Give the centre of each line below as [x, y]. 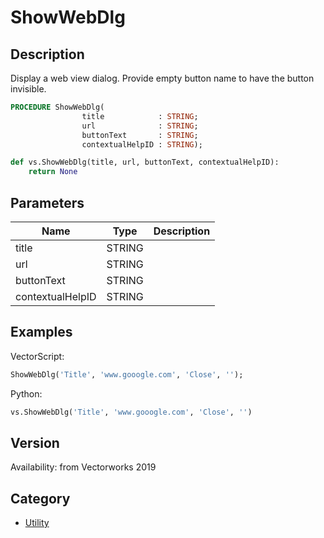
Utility [37, 523]
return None [53, 172]
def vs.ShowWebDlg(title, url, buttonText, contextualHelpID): [145, 162]
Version [35, 442]
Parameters [47, 202]
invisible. [28, 89]
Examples [41, 332]
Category [40, 498]
